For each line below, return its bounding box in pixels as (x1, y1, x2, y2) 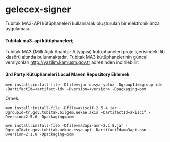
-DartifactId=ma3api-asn (93, 128, 146, 133)
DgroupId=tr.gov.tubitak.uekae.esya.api (5, 128, 92, 133)
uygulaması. (5, 25, 30, 31)
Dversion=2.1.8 (5, 132, 38, 137)
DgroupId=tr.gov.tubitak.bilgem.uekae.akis (5, 110, 99, 115)
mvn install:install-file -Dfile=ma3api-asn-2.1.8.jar (5, 123, 124, 128)
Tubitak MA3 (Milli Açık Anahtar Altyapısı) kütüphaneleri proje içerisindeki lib (5, 49, 165, 55)
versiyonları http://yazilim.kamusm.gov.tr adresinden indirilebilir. (5, 59, 139, 65)
